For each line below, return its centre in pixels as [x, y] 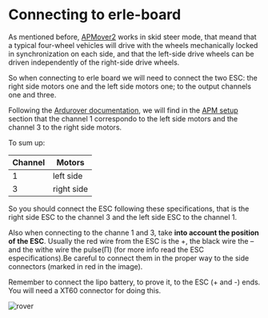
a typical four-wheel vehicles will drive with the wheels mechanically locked [133, 45]
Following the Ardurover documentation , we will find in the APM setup [123, 110]
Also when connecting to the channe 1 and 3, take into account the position [134, 233]
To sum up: [27, 142]
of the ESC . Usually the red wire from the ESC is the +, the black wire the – [131, 240]
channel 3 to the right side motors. [65, 127]
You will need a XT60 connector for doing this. [85, 290]
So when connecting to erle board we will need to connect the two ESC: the [133, 78]
